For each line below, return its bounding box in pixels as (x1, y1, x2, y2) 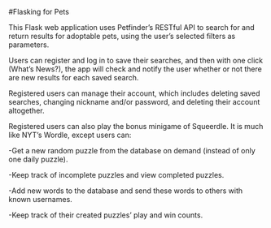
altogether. (8, 105, 45, 115)
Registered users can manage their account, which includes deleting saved (8, 88, 260, 98)
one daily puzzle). (8, 154, 68, 164)
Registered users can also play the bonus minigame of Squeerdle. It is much (8, 122, 264, 131)
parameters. (8, 40, 50, 49)
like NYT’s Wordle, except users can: (8, 130, 132, 140)
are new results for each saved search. (8, 73, 139, 82)
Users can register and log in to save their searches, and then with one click (8, 56, 263, 65)
